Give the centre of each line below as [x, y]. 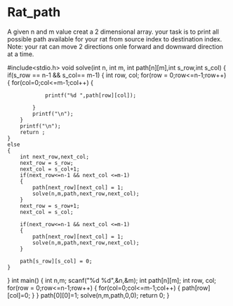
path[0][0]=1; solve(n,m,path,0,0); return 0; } [105, 295]
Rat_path [34, 12]
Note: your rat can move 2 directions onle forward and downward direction [115, 46]
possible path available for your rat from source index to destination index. [115, 39]
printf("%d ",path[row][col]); [91, 95]
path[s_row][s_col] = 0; [56, 261]
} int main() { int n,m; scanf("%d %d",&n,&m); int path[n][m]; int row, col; [112, 280]
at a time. [21, 54]
